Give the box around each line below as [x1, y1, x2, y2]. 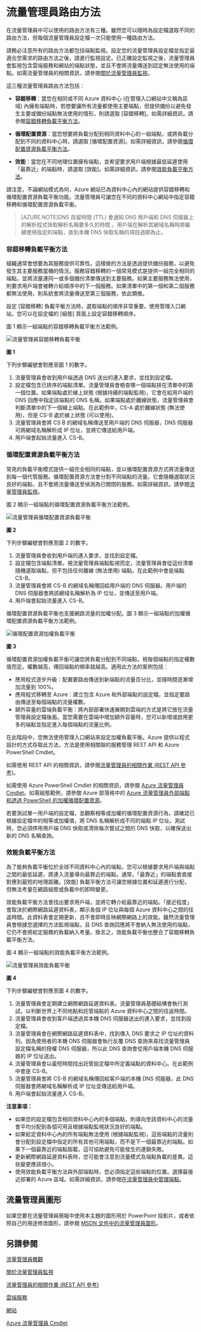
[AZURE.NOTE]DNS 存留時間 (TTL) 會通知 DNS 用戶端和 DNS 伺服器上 [20, 213, 194, 220]
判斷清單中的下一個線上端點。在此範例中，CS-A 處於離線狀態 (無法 [14, 404, 180, 412]
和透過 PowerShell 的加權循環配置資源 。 [6, 797, 105, 804]
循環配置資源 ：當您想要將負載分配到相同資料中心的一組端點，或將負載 [14, 130, 188, 137]
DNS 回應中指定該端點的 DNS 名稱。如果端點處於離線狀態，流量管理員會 [14, 397, 194, 404]
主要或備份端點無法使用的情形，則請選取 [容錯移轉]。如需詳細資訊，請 [20, 109, 193, 117]
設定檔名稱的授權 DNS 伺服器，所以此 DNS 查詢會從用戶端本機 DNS [14, 1045, 182, 1052]
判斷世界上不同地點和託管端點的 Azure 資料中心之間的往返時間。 [31, 1007, 190, 1014]
